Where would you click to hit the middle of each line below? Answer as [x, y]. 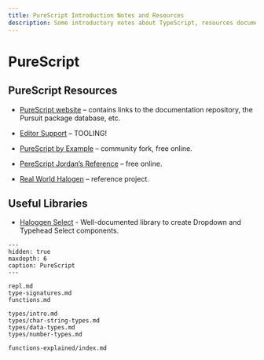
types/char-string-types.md [54, 321]
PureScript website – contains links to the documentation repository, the [136, 109]
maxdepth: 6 [27, 259]
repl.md [21, 287]
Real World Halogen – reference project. [84, 178]
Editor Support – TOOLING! [63, 133]
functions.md [29, 300]
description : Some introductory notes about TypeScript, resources [121, 23]
